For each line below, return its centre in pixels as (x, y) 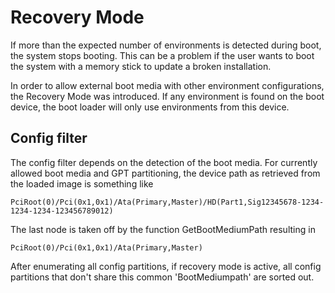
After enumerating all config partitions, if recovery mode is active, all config (166, 266)
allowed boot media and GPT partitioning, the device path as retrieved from (165, 173)
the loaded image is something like (82, 183)
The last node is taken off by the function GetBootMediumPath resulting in (163, 229)
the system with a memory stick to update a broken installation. (141, 66)
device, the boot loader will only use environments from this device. (150, 107)
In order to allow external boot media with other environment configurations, (167, 85)
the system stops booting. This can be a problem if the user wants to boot (162, 55)
